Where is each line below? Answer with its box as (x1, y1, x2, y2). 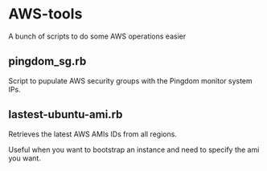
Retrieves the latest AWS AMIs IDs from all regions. (8, 129, 177, 139)
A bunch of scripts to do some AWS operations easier (8, 31, 187, 41)
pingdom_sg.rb (8, 55, 87, 68)
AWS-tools (8, 5, 83, 23)
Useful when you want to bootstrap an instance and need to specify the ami (8, 145, 260, 154)
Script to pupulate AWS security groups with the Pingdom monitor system (8, 75, 253, 85)
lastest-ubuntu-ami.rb (8, 108, 123, 121)
